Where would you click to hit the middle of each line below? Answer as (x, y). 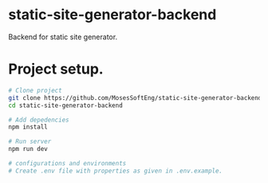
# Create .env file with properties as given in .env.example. (116, 171)
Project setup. (56, 69)
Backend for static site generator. (63, 37)
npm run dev (28, 149)
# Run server (30, 141)
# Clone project (35, 90)
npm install (28, 127)
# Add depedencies (39, 120)
